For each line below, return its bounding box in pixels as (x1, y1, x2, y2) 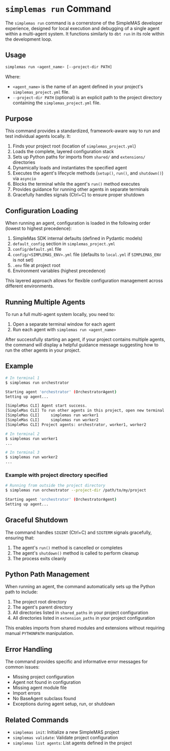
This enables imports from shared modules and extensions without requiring (5, 625, 165, 631)
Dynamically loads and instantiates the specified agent (12, 165, 127, 171)
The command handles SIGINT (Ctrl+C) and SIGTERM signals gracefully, (5, 529, 152, 535)
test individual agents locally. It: (5, 133, 71, 139)
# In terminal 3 (5, 450, 40, 455)
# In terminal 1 (5, 375, 40, 381)
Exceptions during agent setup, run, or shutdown (12, 701, 115, 707)
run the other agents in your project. (5, 347, 81, 354)
